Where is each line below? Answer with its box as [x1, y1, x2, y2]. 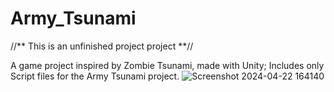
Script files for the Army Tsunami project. [10, 70, 180, 82]
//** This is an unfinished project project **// [10, 40, 194, 52]
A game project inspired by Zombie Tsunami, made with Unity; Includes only [10, 59, 325, 71]
